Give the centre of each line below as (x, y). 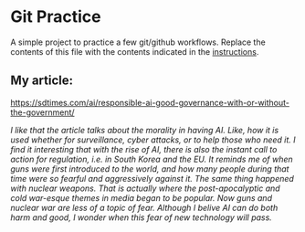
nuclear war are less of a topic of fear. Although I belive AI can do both (144, 207)
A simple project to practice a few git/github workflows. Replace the (138, 42)
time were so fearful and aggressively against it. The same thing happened (152, 178)
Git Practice (56, 17)
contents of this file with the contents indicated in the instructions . (135, 51)
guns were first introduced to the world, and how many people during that (150, 169)
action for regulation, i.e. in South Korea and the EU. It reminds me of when (152, 159)
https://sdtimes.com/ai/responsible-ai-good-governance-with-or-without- (150, 102)
